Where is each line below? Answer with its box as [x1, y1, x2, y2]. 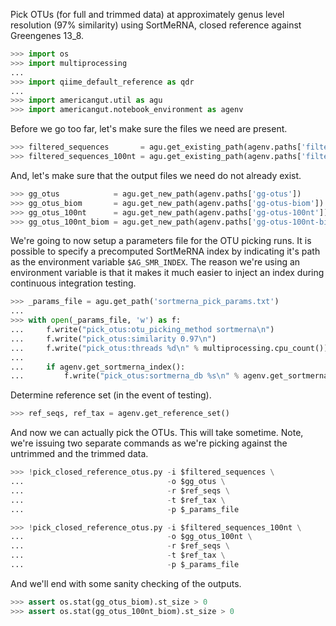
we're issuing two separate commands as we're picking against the [10, 437, 288, 449]
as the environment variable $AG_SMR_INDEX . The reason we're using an [10, 256, 301, 268]
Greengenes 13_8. [10, 30, 85, 41]
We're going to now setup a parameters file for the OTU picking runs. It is [10, 235, 312, 247]
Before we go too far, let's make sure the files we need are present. [10, 123, 288, 135]
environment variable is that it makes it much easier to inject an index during [10, 267, 325, 279]
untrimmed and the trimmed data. [10, 448, 149, 460]
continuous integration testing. [10, 277, 137, 289]
